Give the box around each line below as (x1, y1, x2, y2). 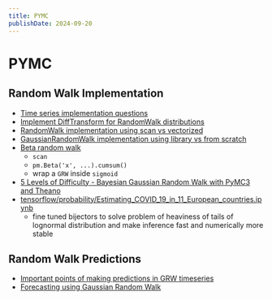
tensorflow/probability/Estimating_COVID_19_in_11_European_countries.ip (19, 194, 262, 204)
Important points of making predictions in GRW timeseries (19, 273, 214, 284)
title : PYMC (8, 11, 49, 20)
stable (32, 229, 54, 238)
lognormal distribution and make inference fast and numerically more (32, 220, 264, 229)
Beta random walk (19, 143, 81, 152)
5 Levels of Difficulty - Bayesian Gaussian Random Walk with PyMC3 (19, 177, 250, 186)
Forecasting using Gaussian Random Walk (19, 282, 162, 292)
